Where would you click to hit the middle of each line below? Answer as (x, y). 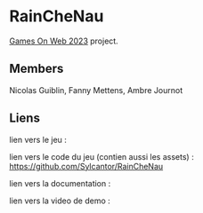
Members (37, 69)
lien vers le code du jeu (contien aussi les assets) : (101, 156)
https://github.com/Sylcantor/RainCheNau (86, 166)
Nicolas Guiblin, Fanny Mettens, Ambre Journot (96, 90)
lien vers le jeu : (38, 139)
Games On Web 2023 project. (64, 41)
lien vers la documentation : (60, 183)
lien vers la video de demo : (60, 201)
